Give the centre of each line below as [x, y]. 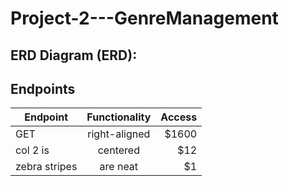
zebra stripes [46, 167]
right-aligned [119, 134]
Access [179, 117]
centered [118, 150]
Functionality [119, 117]
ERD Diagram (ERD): [74, 55]
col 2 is [32, 150]
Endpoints [43, 88]
